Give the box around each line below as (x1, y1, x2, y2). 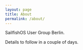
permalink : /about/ (5, 16, 45, 21)
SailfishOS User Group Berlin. (5, 30, 65, 36)
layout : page (5, 7, 32, 12)
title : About (5, 12, 32, 17)
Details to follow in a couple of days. (5, 39, 79, 45)
